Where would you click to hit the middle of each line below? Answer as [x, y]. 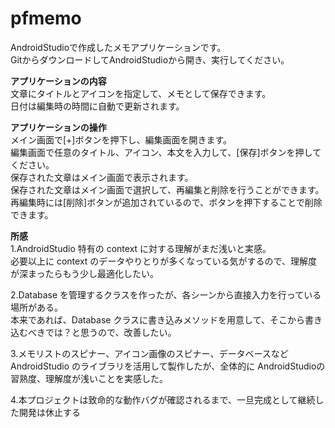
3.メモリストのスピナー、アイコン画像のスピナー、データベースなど [149, 353]
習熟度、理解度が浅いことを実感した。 [89, 378]
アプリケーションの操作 [58, 127]
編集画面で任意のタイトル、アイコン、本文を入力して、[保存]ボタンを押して [166, 152]
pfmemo [46, 18]
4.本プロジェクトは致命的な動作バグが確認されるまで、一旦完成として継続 [163, 399]
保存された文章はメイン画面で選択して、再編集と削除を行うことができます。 [167, 189]
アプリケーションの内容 [58, 81]
